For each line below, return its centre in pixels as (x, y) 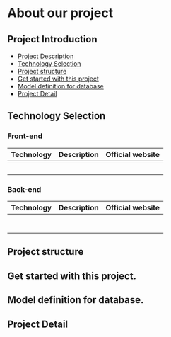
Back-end (24, 189)
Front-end (25, 136)
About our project (60, 13)
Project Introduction (52, 39)
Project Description (46, 56)
